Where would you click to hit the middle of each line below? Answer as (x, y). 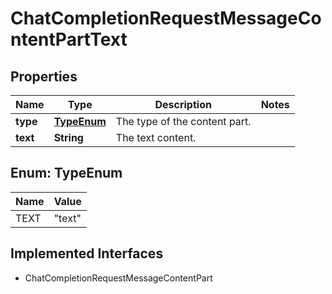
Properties (44, 76)
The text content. (156, 137)
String (68, 137)
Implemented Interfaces (87, 253)
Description (183, 104)
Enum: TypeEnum (66, 173)
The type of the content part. (183, 121)
